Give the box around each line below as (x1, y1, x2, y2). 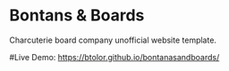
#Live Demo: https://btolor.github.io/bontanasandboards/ (9, 51, 220, 62)
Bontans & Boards (9, 5, 145, 26)
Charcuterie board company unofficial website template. (9, 35, 217, 45)
